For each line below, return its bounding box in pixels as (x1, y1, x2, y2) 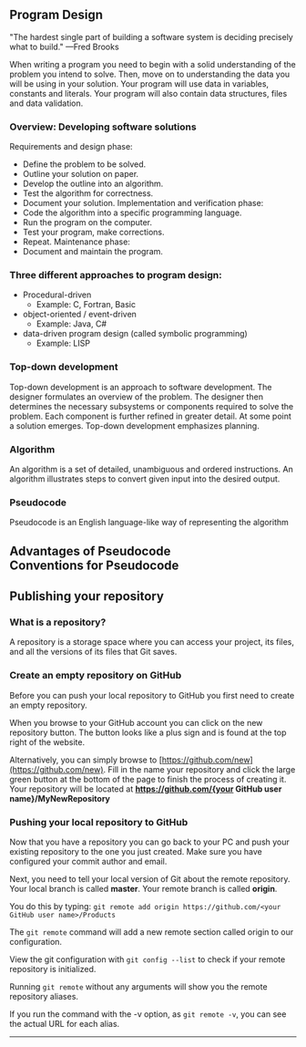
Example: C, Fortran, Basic (36, 299, 137, 310)
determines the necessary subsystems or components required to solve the (9, 400, 294, 411)
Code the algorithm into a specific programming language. (22, 207, 242, 218)
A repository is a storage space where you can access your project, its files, (9, 637, 294, 648)
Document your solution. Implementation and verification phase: (22, 198, 264, 209)
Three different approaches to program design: (9, 269, 222, 282)
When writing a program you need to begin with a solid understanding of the (9, 58, 296, 69)
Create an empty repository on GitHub (9, 669, 182, 682)
